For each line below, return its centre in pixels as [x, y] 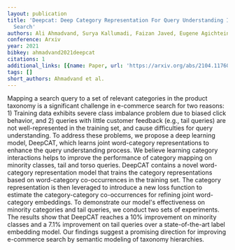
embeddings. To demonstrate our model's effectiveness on [120, 203]
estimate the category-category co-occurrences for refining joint [101, 195]
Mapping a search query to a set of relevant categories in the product [107, 98]
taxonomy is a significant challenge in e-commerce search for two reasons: [116, 106]
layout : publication [37, 14]
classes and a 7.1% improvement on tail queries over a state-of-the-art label [116, 225]
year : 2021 [23, 46]
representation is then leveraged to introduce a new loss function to [105, 187]
